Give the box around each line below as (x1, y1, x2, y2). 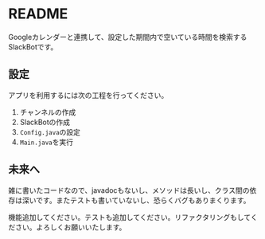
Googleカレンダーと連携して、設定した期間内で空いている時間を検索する (8, 32, 247, 41)
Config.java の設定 (19, 127, 81, 136)
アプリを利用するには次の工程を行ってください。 (8, 90, 169, 100)
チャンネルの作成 (19, 107, 76, 116)
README (8, 5, 68, 23)
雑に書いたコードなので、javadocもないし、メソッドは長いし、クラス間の (8, 185, 250, 195)
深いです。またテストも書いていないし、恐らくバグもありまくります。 (21, 195, 251, 205)
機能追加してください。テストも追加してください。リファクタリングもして (8, 212, 251, 221)
